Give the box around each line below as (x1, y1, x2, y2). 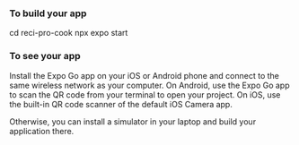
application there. (9, 125, 75, 136)
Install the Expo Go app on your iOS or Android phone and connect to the (9, 70, 280, 81)
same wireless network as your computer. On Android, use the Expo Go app (9, 80, 290, 90)
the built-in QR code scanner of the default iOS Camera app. (9, 98, 233, 109)
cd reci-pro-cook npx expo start (9, 28, 128, 38)
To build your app (9, 7, 87, 20)
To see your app (9, 50, 81, 63)
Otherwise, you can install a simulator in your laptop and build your (9, 115, 257, 127)
